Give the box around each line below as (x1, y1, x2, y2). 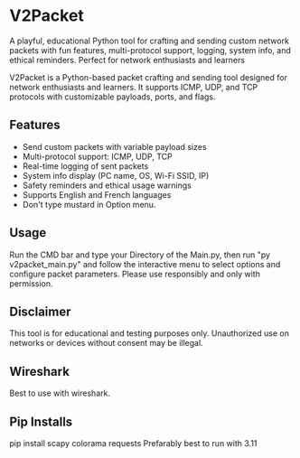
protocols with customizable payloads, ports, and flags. (9, 91, 216, 102)
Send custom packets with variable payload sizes (22, 141, 207, 152)
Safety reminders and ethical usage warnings (22, 180, 192, 191)
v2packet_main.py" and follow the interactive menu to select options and (9, 258, 281, 269)
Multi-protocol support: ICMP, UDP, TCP (22, 151, 173, 162)
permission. (9, 277, 53, 289)
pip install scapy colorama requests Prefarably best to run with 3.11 (9, 438, 258, 448)
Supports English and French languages (22, 189, 172, 200)
